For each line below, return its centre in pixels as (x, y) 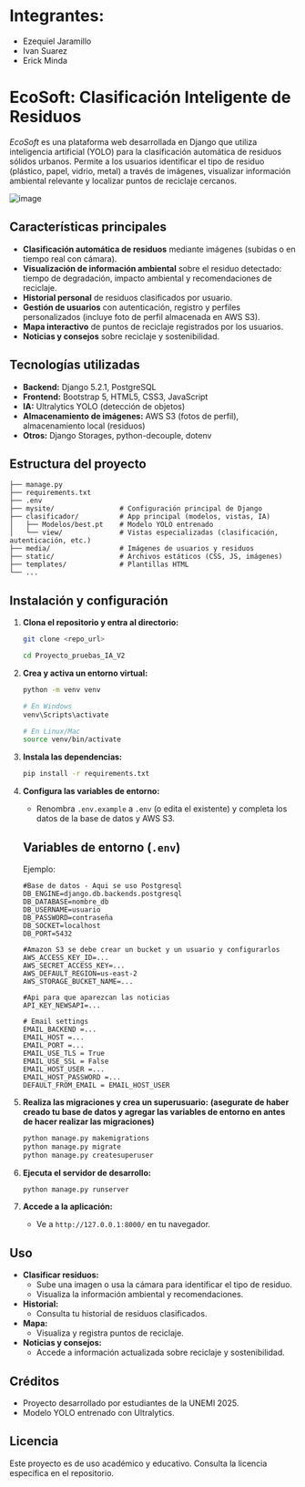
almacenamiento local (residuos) (84, 426)
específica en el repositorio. (62, 1472)
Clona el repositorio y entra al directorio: (101, 623)
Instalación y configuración (89, 600)
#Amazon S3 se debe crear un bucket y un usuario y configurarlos (151, 949)
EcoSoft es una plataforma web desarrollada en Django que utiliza (133, 141)
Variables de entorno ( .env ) (102, 847)
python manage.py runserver (76, 1189)
